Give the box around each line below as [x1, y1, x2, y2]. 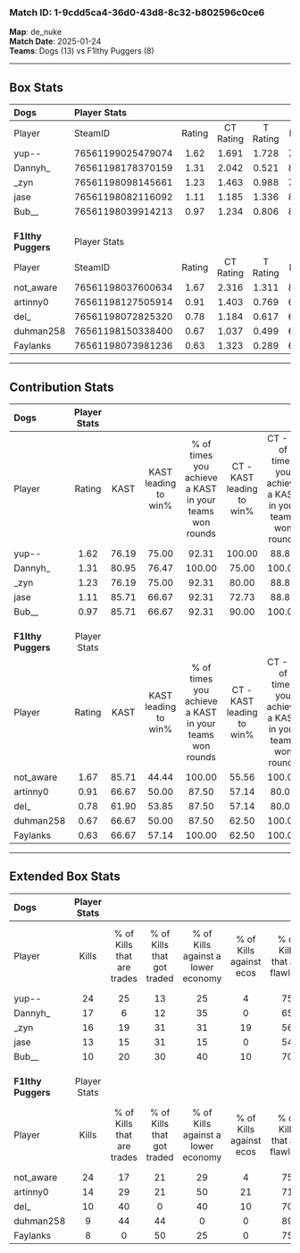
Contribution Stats [9, 379, 114, 394]
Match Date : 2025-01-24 [9, 36, 102, 47]
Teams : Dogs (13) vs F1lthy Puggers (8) [9, 46, 154, 56]
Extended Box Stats [9, 869, 121, 885]
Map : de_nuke [9, 27, 62, 38]
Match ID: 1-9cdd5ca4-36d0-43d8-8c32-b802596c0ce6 [9, 6, 265, 19]
